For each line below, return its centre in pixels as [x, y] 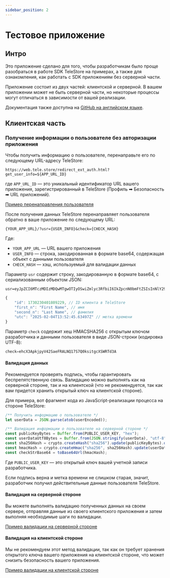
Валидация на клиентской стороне [44, 538]
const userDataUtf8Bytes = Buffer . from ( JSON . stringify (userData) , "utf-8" [86, 438]
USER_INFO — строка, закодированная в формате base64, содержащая [88, 254]
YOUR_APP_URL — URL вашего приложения [57, 248]
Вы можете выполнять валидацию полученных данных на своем [75, 506]
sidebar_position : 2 [27, 10]
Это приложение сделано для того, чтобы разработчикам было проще [82, 66]
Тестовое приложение [55, 35]
